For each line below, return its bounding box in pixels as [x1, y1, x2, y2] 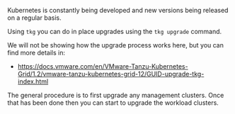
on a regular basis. [7, 13, 62, 22]
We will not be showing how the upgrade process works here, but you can [7, 41, 224, 49]
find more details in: [7, 49, 66, 57]
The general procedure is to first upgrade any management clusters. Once [7, 91, 224, 99]
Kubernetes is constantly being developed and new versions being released [7, 6, 229, 14]
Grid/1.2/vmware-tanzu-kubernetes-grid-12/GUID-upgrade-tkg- [17, 70, 205, 78]
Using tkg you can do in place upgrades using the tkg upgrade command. [7, 28, 222, 35]
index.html [17, 77, 49, 86]
